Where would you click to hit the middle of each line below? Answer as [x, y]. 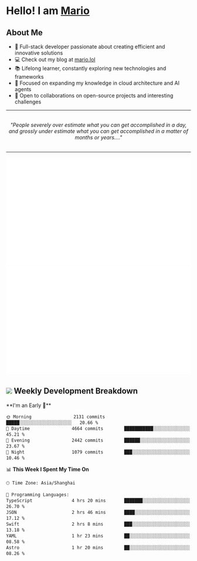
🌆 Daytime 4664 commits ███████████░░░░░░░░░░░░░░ [98, 428]
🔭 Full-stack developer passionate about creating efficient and [90, 46]
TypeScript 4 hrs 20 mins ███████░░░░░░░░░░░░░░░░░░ [98, 500]
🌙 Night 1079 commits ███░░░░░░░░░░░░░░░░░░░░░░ [98, 452]
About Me [24, 33]
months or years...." [98, 137]
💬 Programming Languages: [38, 495]
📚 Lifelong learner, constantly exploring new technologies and [90, 68]
